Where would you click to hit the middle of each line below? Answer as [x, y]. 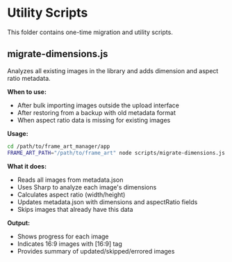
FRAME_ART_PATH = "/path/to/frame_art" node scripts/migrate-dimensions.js [116, 153]
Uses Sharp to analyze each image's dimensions [87, 187]
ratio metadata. [29, 78]
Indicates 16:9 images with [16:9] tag [70, 244]
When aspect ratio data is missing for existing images [94, 120]
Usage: [18, 133]
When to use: [27, 91]
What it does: [27, 166]
